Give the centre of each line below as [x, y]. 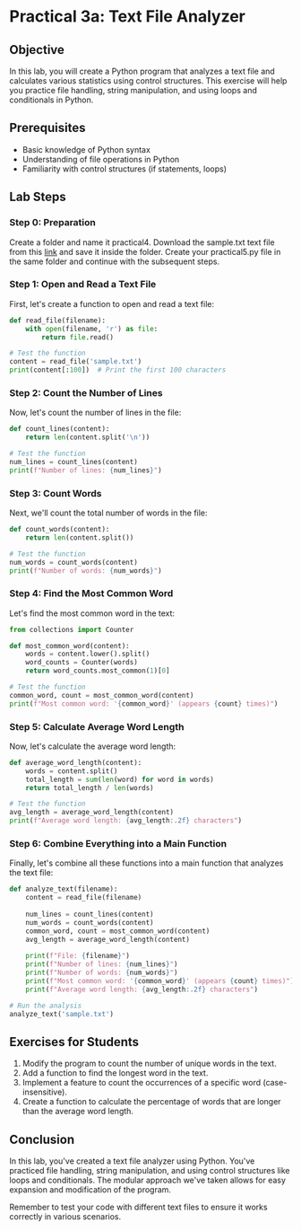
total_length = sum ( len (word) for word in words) [120, 779]
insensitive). [44, 1092]
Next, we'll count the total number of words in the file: [108, 513]
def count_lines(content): [60, 429]
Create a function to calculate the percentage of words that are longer [151, 1102]
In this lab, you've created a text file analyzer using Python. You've [132, 1161]
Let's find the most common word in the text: [92, 613]
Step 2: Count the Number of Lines [86, 392]
